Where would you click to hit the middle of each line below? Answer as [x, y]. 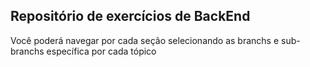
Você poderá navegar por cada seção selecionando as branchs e [145, 40]
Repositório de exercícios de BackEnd [130, 16]
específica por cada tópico [101, 51]
